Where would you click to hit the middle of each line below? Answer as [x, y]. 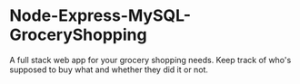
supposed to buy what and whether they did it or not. [109, 70]
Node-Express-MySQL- [100, 16]
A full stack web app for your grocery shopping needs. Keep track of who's [150, 60]
